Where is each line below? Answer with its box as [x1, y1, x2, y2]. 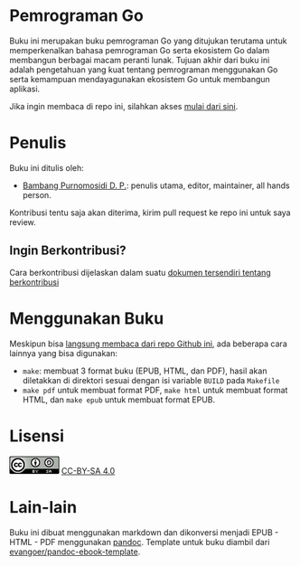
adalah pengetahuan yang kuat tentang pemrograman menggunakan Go [9, 64, 278, 75]
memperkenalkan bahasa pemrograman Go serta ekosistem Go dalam [9, 44, 269, 55]
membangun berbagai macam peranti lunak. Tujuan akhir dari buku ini [9, 54, 270, 65]
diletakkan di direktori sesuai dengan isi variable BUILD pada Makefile [22, 374, 280, 385]
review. [9, 216, 36, 227]
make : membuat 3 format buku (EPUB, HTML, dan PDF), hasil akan [22, 365, 267, 376]
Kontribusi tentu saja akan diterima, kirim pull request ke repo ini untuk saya [9, 207, 291, 218]
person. [22, 189, 52, 200]
